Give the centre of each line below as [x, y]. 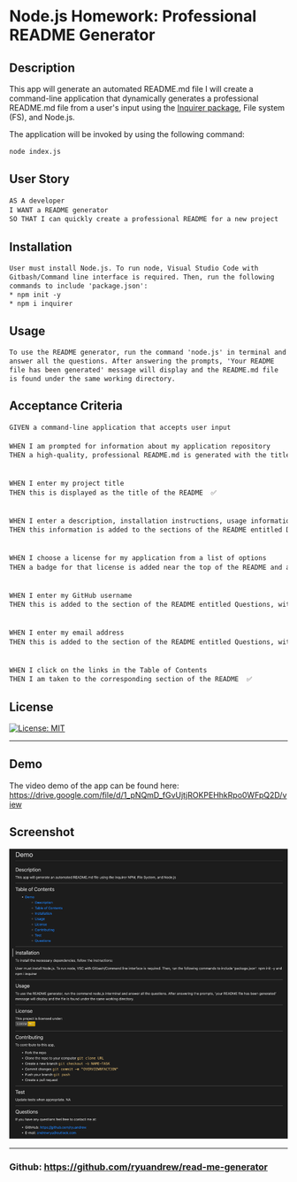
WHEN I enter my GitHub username [71, 595]
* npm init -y [35, 295]
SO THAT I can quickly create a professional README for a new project [144, 219]
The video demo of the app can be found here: [94, 786]
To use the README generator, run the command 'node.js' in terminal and [148, 352]
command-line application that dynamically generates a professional [134, 98]
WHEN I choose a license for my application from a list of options [138, 558]
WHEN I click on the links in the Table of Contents [108, 670]
